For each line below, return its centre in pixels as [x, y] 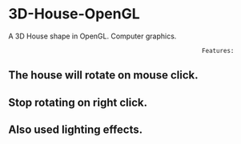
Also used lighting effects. [76, 130]
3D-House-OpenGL [74, 14]
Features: [218, 50]
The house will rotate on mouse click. [103, 76]
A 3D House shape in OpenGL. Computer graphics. [92, 36]
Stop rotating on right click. [78, 102]
